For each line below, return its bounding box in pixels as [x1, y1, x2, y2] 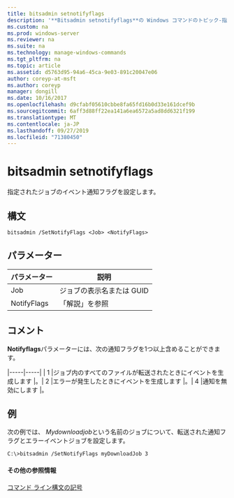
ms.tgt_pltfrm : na [7, 56, 61, 63]
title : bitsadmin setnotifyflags [7, 10, 105, 17]
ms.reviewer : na [7, 36, 54, 43]
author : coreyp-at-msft [7, 75, 77, 82]
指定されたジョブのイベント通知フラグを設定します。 [7, 188, 160, 196]
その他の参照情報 [7, 466, 57, 475]
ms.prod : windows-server [7, 29, 80, 37]
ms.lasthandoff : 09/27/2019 [7, 127, 89, 134]
